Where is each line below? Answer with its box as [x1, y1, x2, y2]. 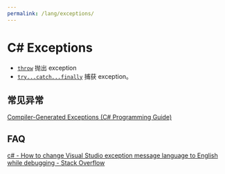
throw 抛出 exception [17, 64, 78, 72]
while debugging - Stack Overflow [7, 159, 105, 167]
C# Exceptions [7, 39, 93, 55]
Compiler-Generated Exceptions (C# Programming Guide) [7, 113, 172, 122]
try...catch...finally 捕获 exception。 [17, 72, 133, 80]
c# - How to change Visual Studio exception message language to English [7, 151, 218, 159]
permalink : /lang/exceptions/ [7, 10, 95, 17]
